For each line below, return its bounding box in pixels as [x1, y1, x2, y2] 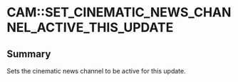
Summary [6, 48, 51, 60]
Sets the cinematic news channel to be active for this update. [6, 67, 186, 75]
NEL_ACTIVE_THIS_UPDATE [6, 19, 174, 36]
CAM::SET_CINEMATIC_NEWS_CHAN [6, 4, 232, 21]
